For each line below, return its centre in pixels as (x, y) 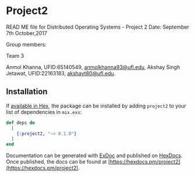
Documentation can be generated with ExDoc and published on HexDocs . (94, 155)
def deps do (20, 123)
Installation (27, 92)
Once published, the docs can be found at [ (58, 162)
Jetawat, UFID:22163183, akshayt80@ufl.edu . (61, 73)
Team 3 (15, 55)
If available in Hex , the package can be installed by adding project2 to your (96, 106)
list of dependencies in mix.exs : (44, 112)
